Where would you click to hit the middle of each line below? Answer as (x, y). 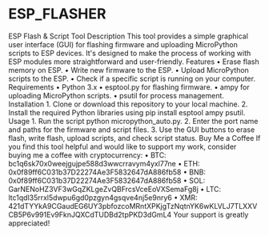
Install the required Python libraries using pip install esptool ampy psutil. (127, 112)
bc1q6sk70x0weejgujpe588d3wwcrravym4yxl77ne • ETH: (104, 163)
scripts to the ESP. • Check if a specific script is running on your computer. (132, 78)
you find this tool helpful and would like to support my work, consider (122, 146)
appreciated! (29, 223)
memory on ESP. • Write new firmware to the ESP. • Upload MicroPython (129, 70)
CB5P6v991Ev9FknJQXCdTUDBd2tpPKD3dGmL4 (90, 214)
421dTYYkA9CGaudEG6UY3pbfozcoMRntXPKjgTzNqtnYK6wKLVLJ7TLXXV (133, 206)
